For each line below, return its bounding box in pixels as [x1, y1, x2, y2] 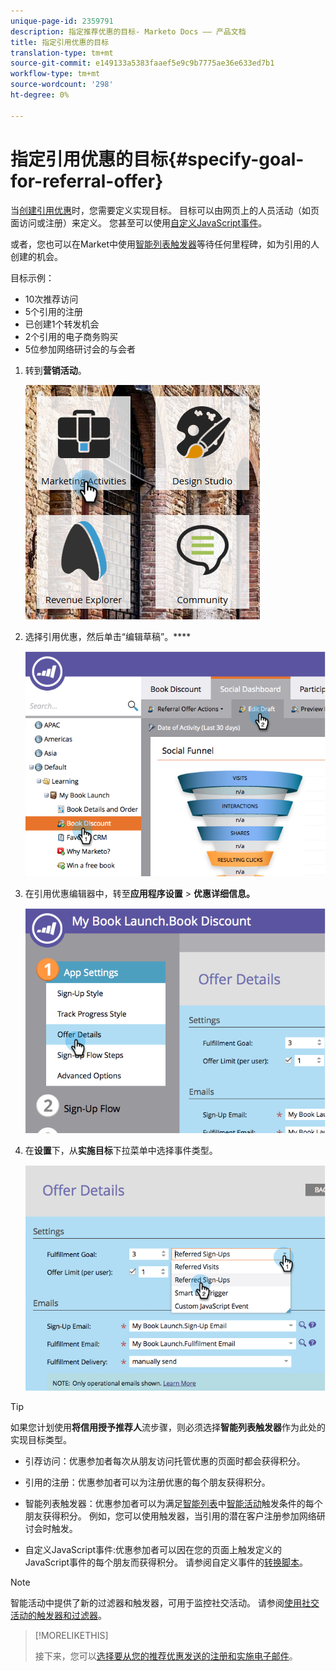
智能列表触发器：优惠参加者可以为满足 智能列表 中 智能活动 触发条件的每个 [24, 1497, 323, 1509]
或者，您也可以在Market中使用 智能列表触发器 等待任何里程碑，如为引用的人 [10, 238, 320, 250]
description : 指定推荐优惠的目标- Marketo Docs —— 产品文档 [10, 26, 247, 37]
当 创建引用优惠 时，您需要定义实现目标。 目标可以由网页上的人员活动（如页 [10, 204, 320, 216]
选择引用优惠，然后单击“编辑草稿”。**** [24, 630, 192, 642]
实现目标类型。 [10, 1433, 72, 1445]
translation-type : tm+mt [10, 48, 114, 58]
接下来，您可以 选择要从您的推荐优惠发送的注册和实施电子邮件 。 [34, 1650, 298, 1662]
